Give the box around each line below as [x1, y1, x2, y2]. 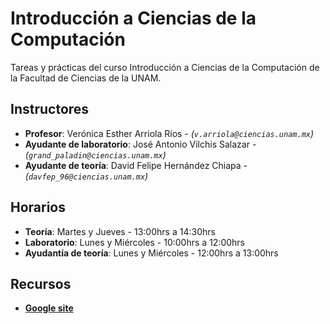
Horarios [10, 199, 66, 216]
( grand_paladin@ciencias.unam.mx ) [24, 148, 167, 161]
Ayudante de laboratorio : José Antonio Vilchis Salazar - [24, 138, 257, 150]
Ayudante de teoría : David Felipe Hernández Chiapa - [24, 159, 248, 171]
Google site [24, 302, 74, 314]
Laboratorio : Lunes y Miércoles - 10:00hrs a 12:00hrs [24, 236, 245, 248]
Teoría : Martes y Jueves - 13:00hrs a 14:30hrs [24, 225, 216, 237]
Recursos [10, 275, 72, 292]
